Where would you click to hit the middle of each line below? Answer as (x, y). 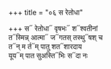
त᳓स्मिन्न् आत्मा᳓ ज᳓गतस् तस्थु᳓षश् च (55, 37)
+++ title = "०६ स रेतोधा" (45, 12)
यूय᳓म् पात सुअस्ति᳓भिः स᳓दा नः (48, 55)
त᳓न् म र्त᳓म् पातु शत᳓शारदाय (45, 47)
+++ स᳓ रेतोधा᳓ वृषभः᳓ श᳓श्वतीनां (53, 28)
